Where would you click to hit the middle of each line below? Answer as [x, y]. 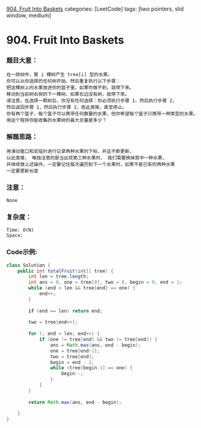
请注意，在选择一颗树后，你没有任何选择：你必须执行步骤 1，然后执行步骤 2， [92, 101]
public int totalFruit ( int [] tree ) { [66, 271]
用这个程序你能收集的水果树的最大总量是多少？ [57, 120]
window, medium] [29, 15]
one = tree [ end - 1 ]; [75, 351]
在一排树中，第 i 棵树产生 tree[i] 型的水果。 [59, 75]
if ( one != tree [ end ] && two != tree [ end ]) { [98, 340]
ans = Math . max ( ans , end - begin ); [95, 345]
